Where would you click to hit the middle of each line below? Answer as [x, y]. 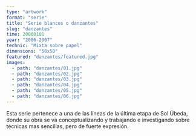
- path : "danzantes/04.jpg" [47, 85]
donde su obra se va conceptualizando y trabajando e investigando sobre [98, 120]
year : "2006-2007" [29, 40]
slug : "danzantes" [29, 29]
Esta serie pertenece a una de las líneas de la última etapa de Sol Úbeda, [97, 113]
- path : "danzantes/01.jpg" [47, 68]
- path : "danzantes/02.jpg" [47, 74]
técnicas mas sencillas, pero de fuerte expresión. [67, 126]
